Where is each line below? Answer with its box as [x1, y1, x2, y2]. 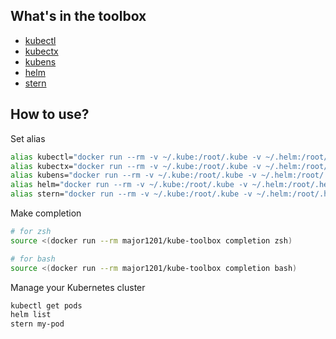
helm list [10, 310, 52, 320]
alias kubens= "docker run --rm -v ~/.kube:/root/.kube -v [10, 170, 257, 181]
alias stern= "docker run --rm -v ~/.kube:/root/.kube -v [10, 189, 253, 199]
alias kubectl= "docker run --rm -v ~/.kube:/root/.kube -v [10, 152, 262, 162]
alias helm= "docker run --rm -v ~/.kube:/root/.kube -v [10, 180, 248, 190]
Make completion [10, 207, 82, 219]
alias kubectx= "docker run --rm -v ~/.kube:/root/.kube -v [10, 161, 262, 171]
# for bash [10, 254, 56, 264]
